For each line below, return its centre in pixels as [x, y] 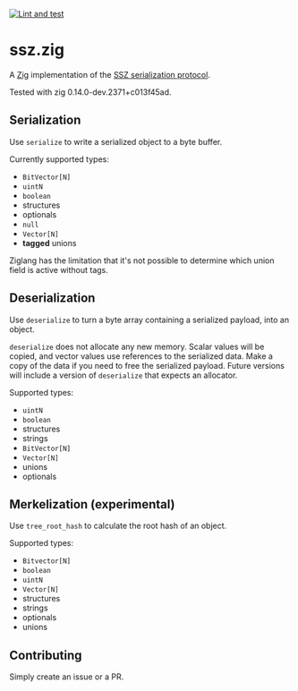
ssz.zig [37, 50]
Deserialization [52, 299]
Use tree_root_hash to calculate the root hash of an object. [118, 526]
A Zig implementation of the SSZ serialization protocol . [110, 74]
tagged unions [49, 243]
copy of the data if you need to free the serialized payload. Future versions [147, 365]
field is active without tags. [59, 269]
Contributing [46, 655]
